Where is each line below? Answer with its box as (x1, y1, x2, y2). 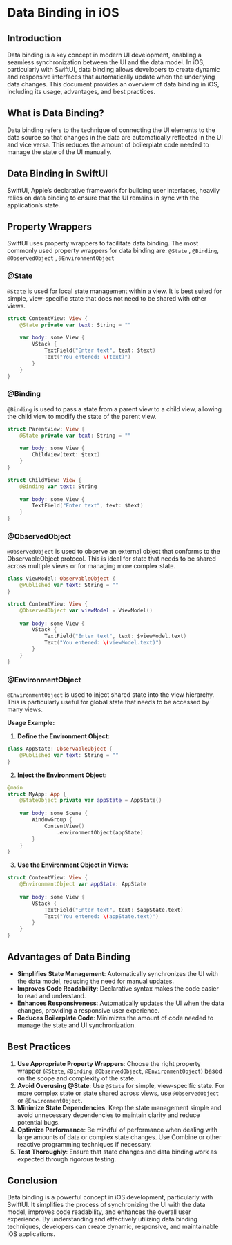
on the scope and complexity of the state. (17, 1074, 136, 1083)
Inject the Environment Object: (17, 771, 107, 779)
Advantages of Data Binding (7, 951, 131, 963)
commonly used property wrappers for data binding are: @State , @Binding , (7, 247, 220, 255)
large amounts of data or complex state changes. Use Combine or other (17, 1132, 222, 1141)
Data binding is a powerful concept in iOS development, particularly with (7, 1193, 213, 1201)
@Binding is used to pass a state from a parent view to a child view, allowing (7, 404, 222, 413)
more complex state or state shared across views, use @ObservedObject (17, 1089, 220, 1097)
